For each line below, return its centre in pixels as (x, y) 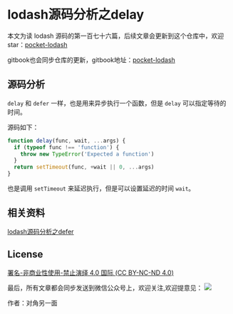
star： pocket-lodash (37, 44)
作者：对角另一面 (32, 303)
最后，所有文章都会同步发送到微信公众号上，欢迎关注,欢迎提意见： (105, 288)
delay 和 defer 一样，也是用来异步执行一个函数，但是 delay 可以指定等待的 (117, 103)
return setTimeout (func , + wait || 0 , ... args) (84, 167)
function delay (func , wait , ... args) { (67, 141)
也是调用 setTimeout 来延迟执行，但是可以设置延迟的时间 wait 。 (101, 188)
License (25, 254)
